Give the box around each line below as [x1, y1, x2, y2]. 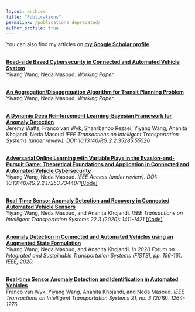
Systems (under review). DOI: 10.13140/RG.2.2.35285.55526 [6, 137, 150, 144]
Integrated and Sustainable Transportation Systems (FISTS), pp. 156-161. [6, 252, 183, 259]
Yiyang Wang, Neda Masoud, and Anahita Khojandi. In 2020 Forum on [6, 246, 175, 253]
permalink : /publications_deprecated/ [6, 19, 101, 25]
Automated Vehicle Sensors [6, 203, 76, 211]
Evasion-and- [140, 155, 175, 162]
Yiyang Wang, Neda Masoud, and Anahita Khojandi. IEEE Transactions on [6, 210, 183, 217]
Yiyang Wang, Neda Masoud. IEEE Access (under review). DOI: [6, 173, 158, 180]
